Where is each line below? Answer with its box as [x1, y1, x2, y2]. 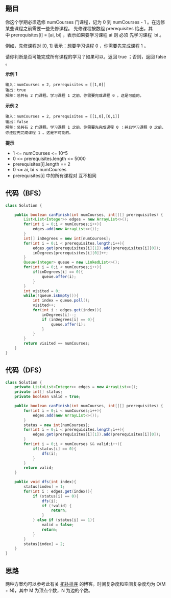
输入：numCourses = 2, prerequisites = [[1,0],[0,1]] [5, 114, 120, 119]
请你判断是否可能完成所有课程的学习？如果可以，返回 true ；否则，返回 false [5, 53, 166, 59]
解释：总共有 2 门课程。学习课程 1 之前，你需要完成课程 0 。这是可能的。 [5, 93, 144, 98]
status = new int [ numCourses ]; [23, 422, 90, 428]
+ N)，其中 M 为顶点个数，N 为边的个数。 [5, 587, 93, 593]
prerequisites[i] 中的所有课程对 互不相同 [12, 172, 97, 178]
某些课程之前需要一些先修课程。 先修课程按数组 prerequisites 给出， [5, 25, 149, 31]
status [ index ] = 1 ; [23, 484, 65, 489]
